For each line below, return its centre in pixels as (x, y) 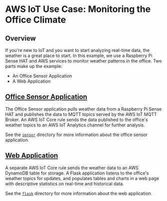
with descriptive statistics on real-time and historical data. (65, 183)
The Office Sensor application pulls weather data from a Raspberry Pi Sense (83, 109)
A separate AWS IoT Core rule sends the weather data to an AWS (72, 167)
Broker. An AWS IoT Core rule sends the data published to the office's (77, 119)
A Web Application (31, 81)
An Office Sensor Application (42, 76)
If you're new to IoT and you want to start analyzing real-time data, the (78, 50)
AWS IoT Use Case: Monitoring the (78, 9)
